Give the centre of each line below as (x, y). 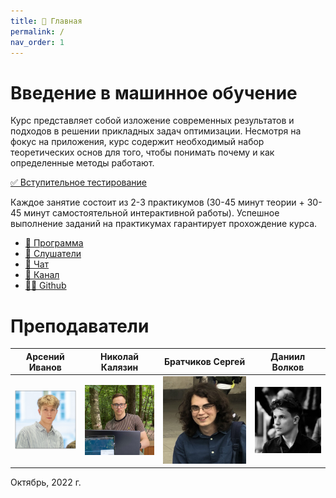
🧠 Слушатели (53, 254)
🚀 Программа (54, 243)
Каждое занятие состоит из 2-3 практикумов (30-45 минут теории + (157, 202)
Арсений (45, 356)
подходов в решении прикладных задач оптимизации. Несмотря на (156, 131)
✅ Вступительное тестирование (78, 182)
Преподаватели (80, 326)
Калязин (119, 367)
